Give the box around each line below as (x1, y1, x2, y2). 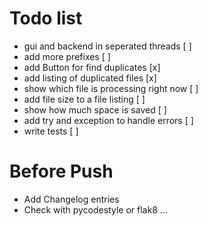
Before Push (9, 160, 114, 183)
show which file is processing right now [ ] (23, 82, 199, 94)
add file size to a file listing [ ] (23, 93, 146, 105)
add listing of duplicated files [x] (23, 72, 157, 84)
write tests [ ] (23, 125, 79, 137)
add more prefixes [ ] (23, 50, 111, 62)
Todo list (9, 7, 83, 30)
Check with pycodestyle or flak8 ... (23, 203, 168, 216)
